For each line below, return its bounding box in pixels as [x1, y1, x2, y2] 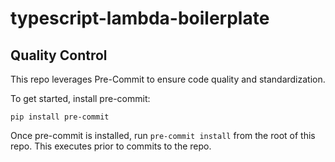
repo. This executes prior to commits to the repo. [10, 140, 212, 152]
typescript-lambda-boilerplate [10, 7, 270, 30]
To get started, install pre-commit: [10, 93, 151, 104]
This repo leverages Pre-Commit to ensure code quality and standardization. [10, 73, 326, 85]
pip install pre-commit [10, 112, 110, 122]
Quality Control [10, 47, 108, 64]
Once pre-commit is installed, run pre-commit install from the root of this [10, 130, 316, 141]
